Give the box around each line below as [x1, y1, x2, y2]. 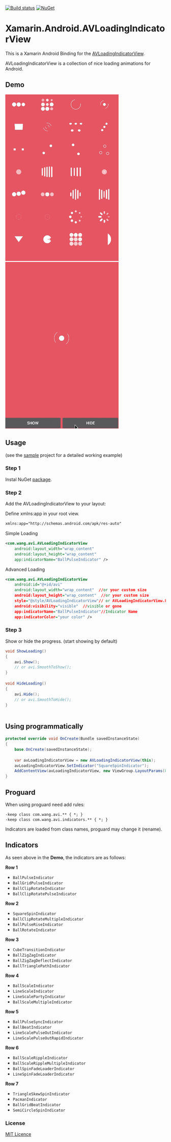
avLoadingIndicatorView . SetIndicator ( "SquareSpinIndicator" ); [14, 763, 149, 768]
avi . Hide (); [14, 692, 40, 697]
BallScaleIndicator [12, 983, 54, 988]
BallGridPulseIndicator [12, 881, 64, 886]
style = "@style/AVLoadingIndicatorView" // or [14, 598, 110, 603]
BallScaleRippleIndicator [12, 1055, 68, 1060]
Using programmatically [5, 722, 83, 731]
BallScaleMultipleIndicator [12, 1000, 72, 1005]
